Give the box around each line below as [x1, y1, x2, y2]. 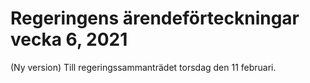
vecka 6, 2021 [10, 28, 128, 51]
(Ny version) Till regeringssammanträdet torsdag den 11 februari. [10, 61, 277, 73]
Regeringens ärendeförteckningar [10, 7, 300, 30]
